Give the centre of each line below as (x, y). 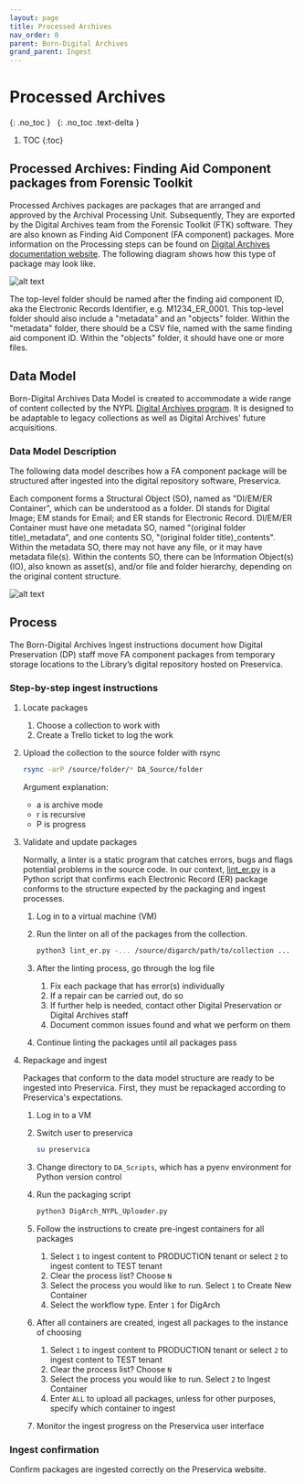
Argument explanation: (65, 786)
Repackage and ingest (65, 1060)
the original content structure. (65, 576)
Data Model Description (63, 451)
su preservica (63, 1149)
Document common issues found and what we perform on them (170, 1024)
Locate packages (55, 708)
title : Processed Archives (61, 27)
